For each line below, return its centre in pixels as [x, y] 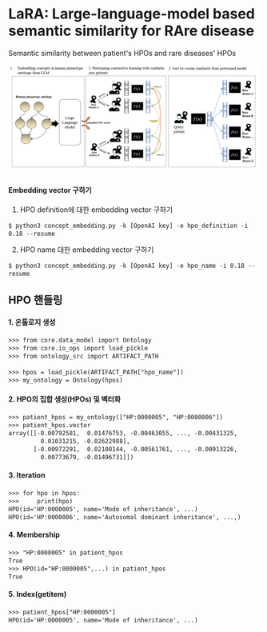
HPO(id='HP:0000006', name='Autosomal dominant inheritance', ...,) [125, 517]
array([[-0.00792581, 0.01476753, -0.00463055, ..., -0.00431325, [123, 434]
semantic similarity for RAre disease [131, 31]
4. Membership [34, 535]
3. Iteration [27, 475]
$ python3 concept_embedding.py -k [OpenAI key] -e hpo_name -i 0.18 [127, 266]
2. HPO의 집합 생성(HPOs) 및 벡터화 [65, 399]
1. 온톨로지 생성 [32, 322]
